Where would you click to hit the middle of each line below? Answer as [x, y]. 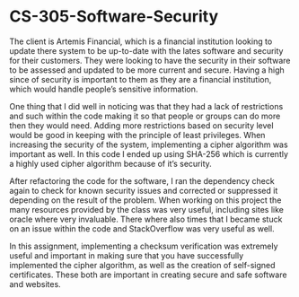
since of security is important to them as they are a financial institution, [141, 79]
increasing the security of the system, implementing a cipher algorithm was [149, 144]
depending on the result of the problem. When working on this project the [145, 200]
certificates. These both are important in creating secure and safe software [148, 275]
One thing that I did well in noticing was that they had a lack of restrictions [146, 106]
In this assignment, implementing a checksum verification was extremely [144, 246]
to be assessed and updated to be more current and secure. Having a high [147, 70]
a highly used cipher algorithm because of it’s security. [111, 163]
